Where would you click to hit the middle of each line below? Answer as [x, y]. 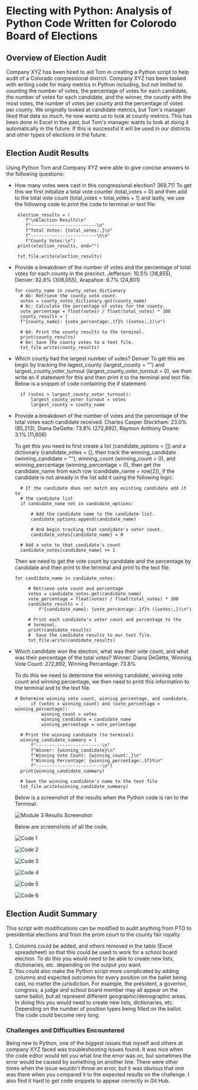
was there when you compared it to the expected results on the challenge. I [98, 1074]
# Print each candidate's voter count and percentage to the [105, 619]
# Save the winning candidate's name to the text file [89, 781]
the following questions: [35, 174]
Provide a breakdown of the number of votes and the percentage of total [103, 267]
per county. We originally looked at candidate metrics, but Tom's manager [96, 110]
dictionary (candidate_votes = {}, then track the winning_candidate [95, 452]
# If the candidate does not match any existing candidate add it [103, 488]
